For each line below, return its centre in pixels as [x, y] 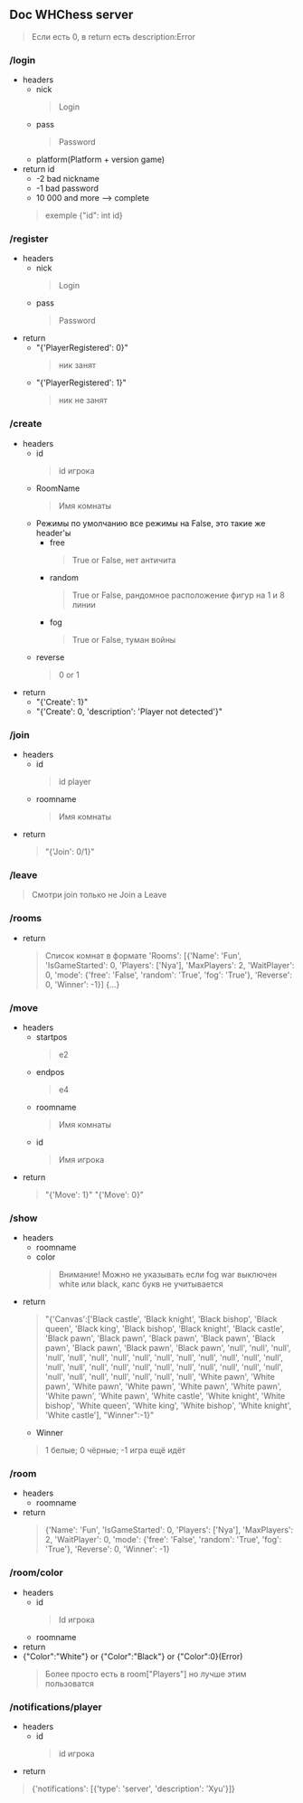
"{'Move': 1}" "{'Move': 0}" [95, 1194]
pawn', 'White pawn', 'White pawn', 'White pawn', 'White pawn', [163, 1386]
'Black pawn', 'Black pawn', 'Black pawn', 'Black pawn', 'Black [160, 1338]
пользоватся [70, 1683]
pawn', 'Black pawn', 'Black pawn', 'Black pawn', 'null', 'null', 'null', [168, 1348]
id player [75, 782]
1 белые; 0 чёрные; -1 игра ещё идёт [115, 1450]
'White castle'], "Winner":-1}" [99, 1415]
